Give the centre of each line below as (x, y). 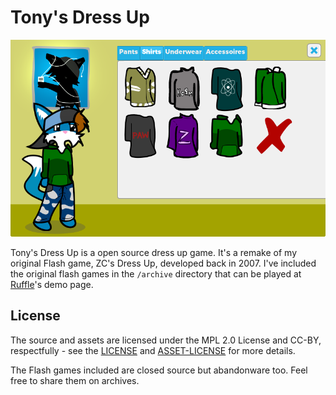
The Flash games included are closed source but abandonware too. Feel (159, 370)
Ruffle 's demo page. (52, 284)
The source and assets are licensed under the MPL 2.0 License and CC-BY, (166, 340)
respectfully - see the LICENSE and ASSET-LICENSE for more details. (153, 350)
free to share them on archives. (75, 380)
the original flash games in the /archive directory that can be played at (156, 273)
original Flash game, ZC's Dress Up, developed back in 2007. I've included (163, 263)
